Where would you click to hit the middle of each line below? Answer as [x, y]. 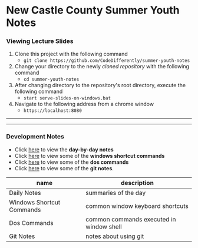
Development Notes [35, 137]
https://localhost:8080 [53, 111]
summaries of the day [115, 193]
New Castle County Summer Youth [93, 10]
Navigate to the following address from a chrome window [84, 104]
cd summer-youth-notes [51, 80]
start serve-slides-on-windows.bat [67, 98]
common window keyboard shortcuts [137, 206]
